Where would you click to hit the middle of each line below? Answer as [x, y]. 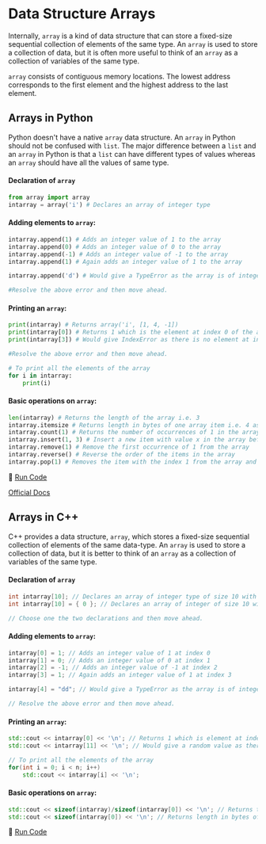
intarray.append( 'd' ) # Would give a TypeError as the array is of [122, 276]
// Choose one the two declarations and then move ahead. [106, 618]
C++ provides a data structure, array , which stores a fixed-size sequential [129, 537]
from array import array [49, 197]
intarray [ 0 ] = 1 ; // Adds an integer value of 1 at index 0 [110, 653]
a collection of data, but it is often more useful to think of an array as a [123, 52]
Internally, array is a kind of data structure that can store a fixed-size [120, 36]
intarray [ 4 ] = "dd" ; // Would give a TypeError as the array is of [122, 689]
